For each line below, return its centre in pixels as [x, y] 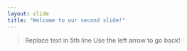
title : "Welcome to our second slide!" [66, 20]
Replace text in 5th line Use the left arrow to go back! [102, 40]
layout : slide [28, 14]
